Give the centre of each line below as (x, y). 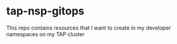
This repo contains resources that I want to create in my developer (89, 28)
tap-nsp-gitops (45, 11)
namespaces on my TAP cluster (45, 34)
